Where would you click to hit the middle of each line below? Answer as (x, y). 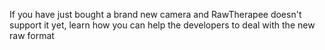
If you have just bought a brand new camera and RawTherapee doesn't (155, 14)
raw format (32, 35)
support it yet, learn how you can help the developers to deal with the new (162, 25)
